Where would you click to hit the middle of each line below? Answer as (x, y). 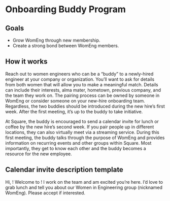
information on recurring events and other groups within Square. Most (78, 143)
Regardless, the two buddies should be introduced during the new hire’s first (85, 106)
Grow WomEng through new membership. (56, 40)
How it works (26, 62)
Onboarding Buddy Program (65, 9)
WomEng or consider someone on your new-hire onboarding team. (75, 100)
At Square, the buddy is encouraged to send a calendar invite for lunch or (82, 121)
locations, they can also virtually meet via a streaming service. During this (82, 132)
